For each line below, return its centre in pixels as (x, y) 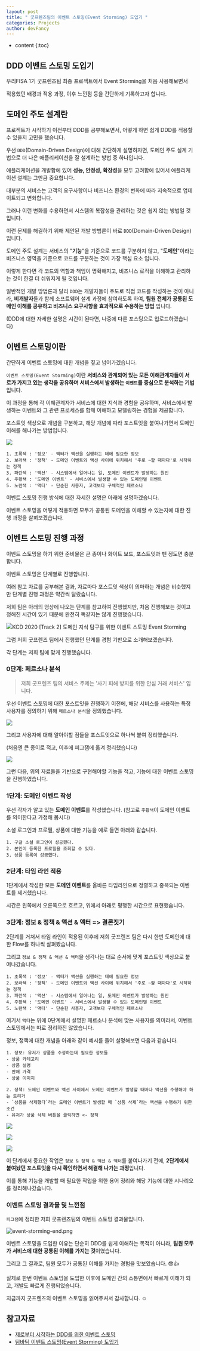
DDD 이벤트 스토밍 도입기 (50, 65)
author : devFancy (28, 28)
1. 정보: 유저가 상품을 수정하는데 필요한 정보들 (57, 1053)
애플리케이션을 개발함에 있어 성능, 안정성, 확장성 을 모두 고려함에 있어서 (88, 170)
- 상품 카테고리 (23, 1059)
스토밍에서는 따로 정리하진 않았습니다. (50, 1027)
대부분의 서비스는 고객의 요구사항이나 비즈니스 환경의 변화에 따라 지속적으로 (94, 190)
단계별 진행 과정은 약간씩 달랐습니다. (55, 594)
